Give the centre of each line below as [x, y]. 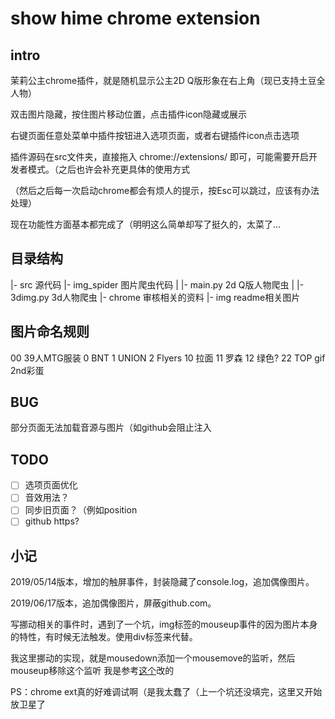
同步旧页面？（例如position [81, 510]
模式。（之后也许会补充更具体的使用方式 [108, 169]
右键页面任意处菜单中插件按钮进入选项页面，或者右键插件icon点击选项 [155, 135]
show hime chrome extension [135, 18]
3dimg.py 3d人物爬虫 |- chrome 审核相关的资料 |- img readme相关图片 [155, 297]
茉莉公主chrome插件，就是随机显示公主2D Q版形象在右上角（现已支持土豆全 [168, 80]
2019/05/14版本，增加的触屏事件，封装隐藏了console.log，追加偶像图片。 [162, 582]
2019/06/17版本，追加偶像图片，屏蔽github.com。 [113, 603]
